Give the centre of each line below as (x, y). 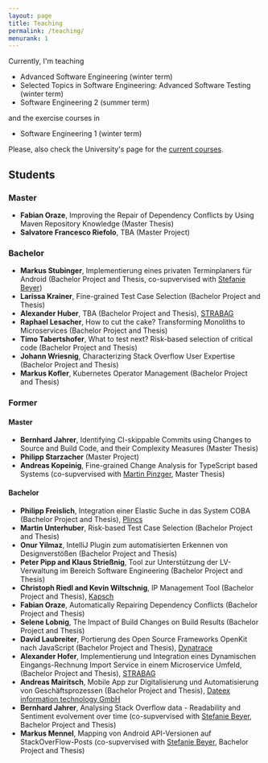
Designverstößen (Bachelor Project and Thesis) (99, 554)
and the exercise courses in (54, 118)
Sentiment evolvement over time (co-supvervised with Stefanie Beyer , (136, 716)
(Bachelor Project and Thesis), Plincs (81, 519)
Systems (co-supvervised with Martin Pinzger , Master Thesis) (122, 474)
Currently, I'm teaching (46, 61)
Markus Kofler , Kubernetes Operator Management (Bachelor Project (134, 373)
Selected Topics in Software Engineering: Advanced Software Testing (135, 85)
